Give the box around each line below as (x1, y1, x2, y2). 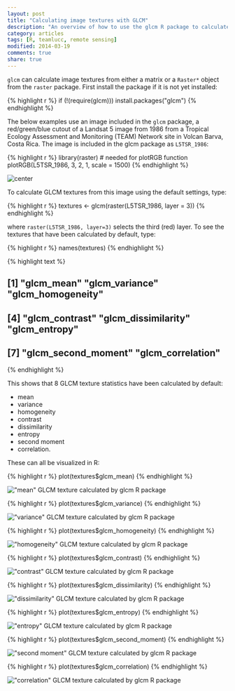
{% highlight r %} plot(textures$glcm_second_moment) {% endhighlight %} (7, 636, 225, 644)
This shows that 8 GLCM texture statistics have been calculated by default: (7, 380, 223, 388)
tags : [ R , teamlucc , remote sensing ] (7, 36, 117, 43)
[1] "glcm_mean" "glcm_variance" (7, 278, 159, 290)
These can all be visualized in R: (7, 459, 100, 467)
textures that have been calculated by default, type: (7, 229, 156, 239)
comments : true (7, 50, 52, 57)
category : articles (7, 29, 64, 37)
